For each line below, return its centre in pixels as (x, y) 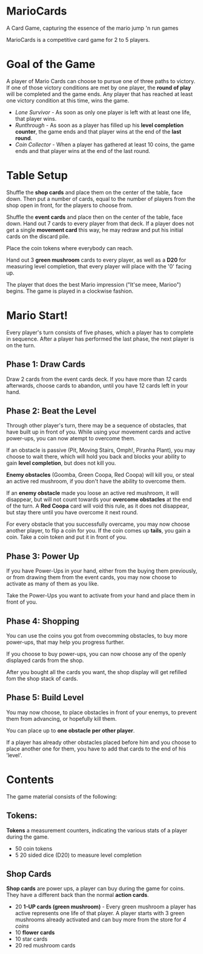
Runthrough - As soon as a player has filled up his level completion (99, 125)
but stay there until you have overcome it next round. (72, 513)
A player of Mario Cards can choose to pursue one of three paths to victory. (101, 81)
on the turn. (21, 345)
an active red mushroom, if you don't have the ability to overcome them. (96, 482)
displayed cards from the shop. (45, 660)
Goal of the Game (51, 64)
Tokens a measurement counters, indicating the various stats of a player (97, 830)
